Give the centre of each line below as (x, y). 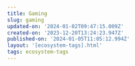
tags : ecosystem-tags (38, 52)
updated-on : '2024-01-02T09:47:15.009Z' (66, 26)
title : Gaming (27, 13)
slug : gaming (26, 20)
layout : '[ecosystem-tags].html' (55, 45)
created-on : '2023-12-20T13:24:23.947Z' (66, 33)
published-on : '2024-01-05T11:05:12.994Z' (69, 39)
